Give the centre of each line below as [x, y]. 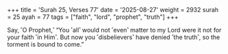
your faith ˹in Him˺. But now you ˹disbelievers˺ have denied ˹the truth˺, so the [114, 37]
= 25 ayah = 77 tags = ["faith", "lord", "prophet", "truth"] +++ [93, 17]
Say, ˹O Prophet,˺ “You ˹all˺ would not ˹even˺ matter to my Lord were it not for [114, 30]
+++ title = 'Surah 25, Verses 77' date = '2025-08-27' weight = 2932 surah [113, 10]
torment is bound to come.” [46, 44]
